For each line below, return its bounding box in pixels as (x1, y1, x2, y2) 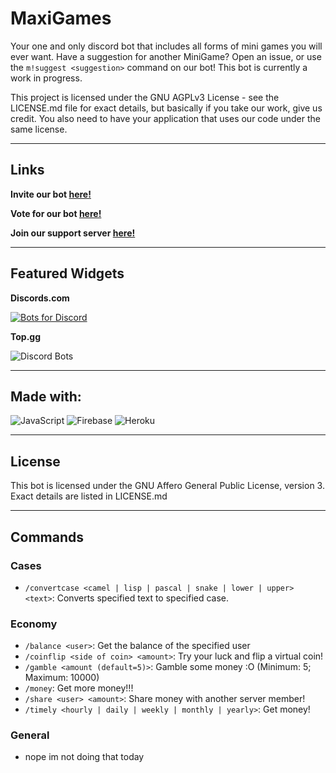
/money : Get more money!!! (24, 682, 134, 694)
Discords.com (10, 292, 70, 304)
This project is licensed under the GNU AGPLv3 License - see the (10, 91, 280, 103)
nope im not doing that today (24, 751, 145, 763)
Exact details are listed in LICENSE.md (10, 490, 168, 502)
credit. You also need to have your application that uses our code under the (10, 112, 321, 124)
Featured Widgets (10, 265, 125, 282)
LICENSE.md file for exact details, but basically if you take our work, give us (10, 102, 323, 114)
